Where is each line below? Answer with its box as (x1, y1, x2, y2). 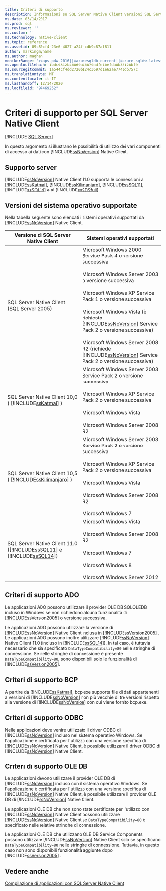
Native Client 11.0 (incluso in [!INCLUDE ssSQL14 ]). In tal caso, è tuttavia (5, 640, 151, 646)
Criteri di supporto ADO (5, 591, 79, 599)
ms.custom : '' (5, 30, 35, 35)
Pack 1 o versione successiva (82, 296, 152, 303)
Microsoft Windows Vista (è (82, 308, 147, 315)
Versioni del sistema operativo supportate (5, 201, 137, 210)
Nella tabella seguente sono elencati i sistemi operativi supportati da (5, 214, 144, 221)
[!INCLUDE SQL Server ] (5, 134, 53, 140)
